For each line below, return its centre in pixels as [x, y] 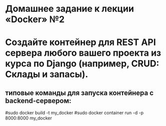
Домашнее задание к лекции [69, 9]
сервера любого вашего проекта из [83, 53]
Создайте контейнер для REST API [80, 42]
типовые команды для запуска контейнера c [79, 93]
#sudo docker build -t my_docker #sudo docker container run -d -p [74, 113]
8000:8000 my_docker [29, 118]
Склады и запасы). [47, 75]
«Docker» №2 [35, 19]
